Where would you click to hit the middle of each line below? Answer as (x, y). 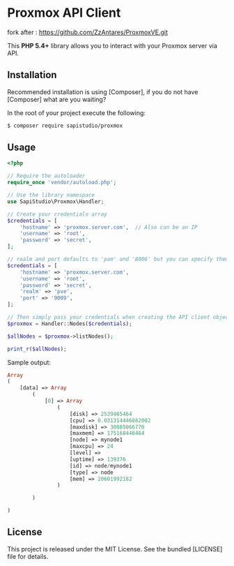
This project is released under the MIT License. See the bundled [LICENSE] (115, 549)
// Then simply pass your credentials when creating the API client (109, 318)
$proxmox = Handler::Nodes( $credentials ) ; (70, 323)
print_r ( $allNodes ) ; (37, 349)
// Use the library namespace (51, 195)
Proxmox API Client (64, 13)
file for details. (28, 556)
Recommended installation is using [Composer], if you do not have (103, 91)
